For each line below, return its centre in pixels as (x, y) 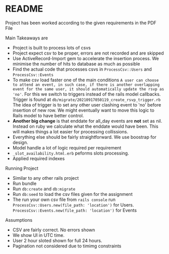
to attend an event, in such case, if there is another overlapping (86, 85)
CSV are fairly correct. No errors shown (54, 230)
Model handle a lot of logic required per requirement (67, 147)
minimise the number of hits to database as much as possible (76, 64)
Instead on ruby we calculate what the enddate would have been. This (86, 126)
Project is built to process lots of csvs (51, 47)
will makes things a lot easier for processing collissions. (70, 131)
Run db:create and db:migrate (44, 189)
